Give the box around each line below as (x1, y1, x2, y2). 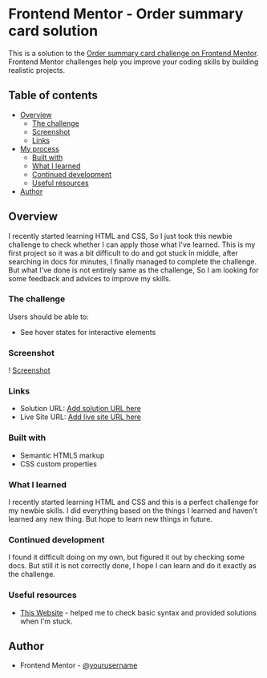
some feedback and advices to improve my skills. (8, 273, 172, 283)
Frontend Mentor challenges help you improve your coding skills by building (8, 57, 259, 67)
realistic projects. (8, 65, 66, 75)
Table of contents (8, 89, 98, 103)
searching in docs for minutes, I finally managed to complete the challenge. (8, 256, 257, 266)
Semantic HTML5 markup (19, 450, 105, 460)
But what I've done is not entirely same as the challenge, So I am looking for (8, 265, 259, 275)
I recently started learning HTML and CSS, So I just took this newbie (8, 231, 233, 240)
